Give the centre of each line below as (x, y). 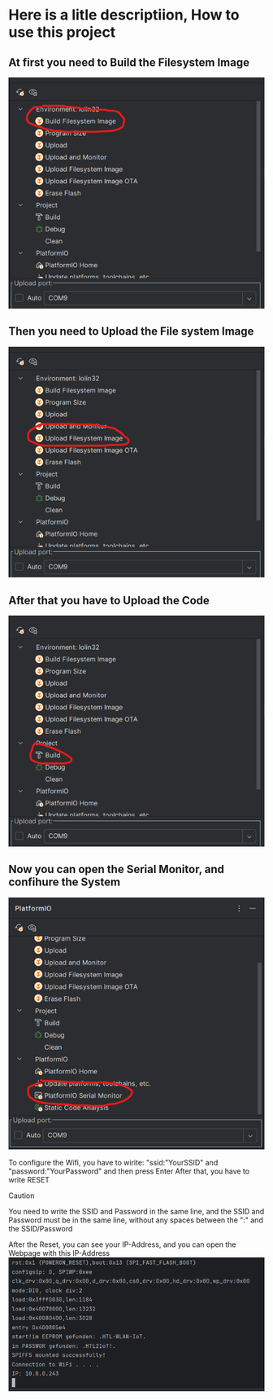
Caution (22, 1196)
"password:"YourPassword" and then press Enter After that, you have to (129, 1171)
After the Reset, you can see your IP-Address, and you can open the (122, 1244)
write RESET (29, 1179)
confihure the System (64, 882)
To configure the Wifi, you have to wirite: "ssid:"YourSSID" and (113, 1162)
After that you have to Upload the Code (109, 600)
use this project (62, 32)
